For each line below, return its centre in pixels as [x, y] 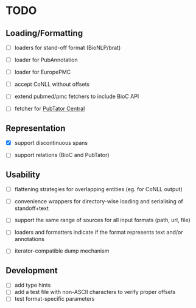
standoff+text [32, 208]
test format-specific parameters [54, 299]
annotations [30, 239]
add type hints [33, 285]
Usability [23, 174]
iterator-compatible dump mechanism [62, 251]
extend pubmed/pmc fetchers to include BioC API [77, 96]
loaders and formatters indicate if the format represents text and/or [99, 233]
